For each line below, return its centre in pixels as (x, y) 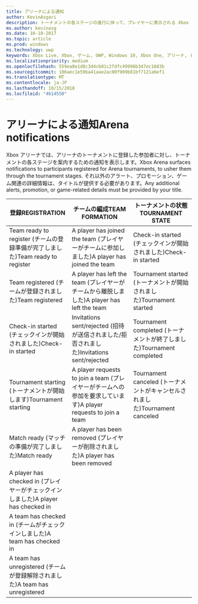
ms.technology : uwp (30, 50)
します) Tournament (36, 400)
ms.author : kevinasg (32, 28)
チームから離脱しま (98, 291)
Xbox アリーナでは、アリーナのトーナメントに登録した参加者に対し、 (90, 154)
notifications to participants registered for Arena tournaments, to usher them (99, 169)
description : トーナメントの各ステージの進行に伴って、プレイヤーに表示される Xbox (98, 22)
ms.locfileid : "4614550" (37, 94)
